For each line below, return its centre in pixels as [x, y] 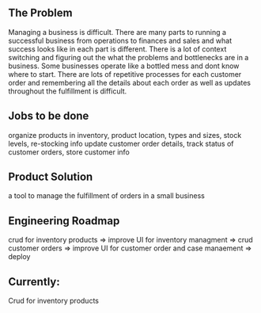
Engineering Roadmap [64, 221]
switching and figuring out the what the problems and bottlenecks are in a [129, 57]
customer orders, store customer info [69, 152]
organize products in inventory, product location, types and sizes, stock [125, 135]
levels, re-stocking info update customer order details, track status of [121, 143]
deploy [19, 257]
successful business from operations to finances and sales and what [120, 40]
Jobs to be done [49, 116]
